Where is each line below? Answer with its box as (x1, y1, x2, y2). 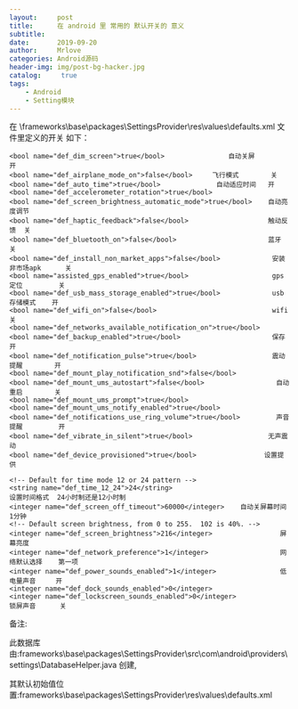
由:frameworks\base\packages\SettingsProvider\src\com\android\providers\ (9, 648, 288, 659)
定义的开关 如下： (24, 133, 90, 143)
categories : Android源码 (9, 54, 99, 63)
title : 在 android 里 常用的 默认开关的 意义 (9, 21, 185, 30)
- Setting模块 (25, 95, 75, 105)
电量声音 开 (9, 576, 63, 586)
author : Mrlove (9, 46, 82, 55)
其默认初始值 (9, 679, 56, 689)
